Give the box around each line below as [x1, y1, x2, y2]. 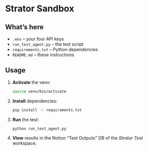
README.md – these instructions [12, 52, 74, 58]
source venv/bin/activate [12, 89, 66, 94]
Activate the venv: [12, 79, 51, 85]
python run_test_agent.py [12, 126, 66, 131]
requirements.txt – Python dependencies [12, 47, 98, 52]
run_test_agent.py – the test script [12, 41, 84, 47]
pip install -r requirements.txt [12, 107, 82, 112]
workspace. [12, 140, 37, 147]
